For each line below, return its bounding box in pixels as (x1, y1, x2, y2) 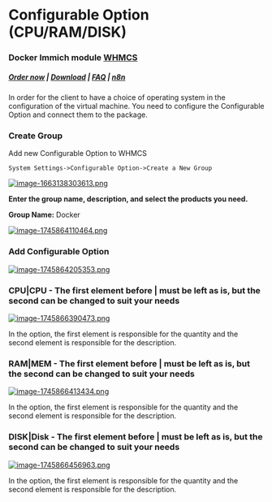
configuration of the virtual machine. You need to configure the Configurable (8, 102, 265, 111)
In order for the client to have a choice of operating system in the (8, 93, 226, 102)
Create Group (8, 130, 63, 141)
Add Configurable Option (8, 246, 110, 257)
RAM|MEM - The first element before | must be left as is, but (8, 357, 250, 369)
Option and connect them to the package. (8, 110, 148, 119)
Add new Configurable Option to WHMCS (8, 149, 148, 158)
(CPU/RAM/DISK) (8, 23, 127, 41)
